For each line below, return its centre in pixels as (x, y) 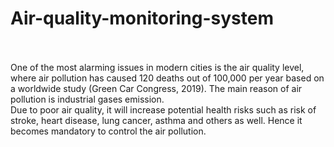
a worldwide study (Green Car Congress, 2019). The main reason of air (156, 88)
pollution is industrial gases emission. (87, 99)
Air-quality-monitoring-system (142, 18)
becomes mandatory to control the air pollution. (108, 131)
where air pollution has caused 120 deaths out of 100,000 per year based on (167, 78)
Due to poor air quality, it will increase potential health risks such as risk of (163, 109)
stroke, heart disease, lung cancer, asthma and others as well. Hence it (156, 120)
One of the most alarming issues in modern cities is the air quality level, (157, 67)
